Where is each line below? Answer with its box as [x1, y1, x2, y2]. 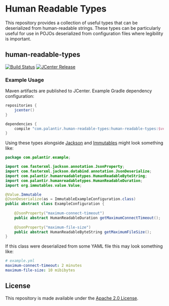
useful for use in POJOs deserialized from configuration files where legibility [5, 30, 163, 36]
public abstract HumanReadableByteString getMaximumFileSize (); [14, 229, 152, 234]
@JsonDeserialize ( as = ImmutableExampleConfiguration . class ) [5, 197, 136, 202]
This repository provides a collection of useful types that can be [5, 20, 138, 26]
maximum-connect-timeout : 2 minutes [5, 263, 82, 268]
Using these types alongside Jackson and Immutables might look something [5, 140, 163, 146]
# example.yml [5, 258, 35, 264]
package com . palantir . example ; [5, 155, 71, 160]
